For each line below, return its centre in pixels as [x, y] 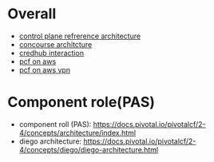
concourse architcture [55, 44]
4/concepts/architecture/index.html [77, 132]
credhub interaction [52, 53]
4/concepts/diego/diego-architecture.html [89, 149]
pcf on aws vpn [45, 69]
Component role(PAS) [81, 103]
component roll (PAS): [55, 124]
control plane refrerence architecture [80, 36]
